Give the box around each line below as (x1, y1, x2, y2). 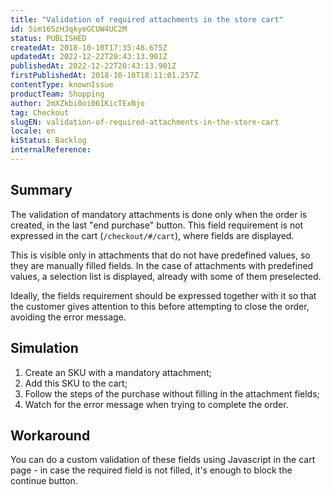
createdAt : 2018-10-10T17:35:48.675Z (10, 42, 168, 53)
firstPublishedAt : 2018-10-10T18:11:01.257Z (10, 71, 199, 81)
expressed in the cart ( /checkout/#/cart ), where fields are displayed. (10, 229, 295, 241)
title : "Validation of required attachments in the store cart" (10, 14, 284, 25)
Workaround (10, 427, 91, 444)
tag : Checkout (10, 107, 70, 118)
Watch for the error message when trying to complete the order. (24, 398, 289, 410)
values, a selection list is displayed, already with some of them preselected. (10, 270, 322, 282)
